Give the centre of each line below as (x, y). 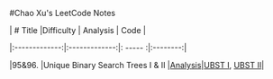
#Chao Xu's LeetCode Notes (62, 13)
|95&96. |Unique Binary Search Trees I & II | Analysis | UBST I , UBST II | (137, 65)
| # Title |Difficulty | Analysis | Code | (78, 30)
